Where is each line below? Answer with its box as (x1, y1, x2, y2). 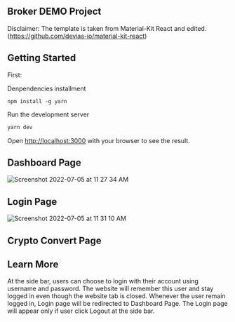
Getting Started (7, 52, 76, 64)
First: (7, 70, 22, 79)
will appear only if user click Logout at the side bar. (7, 307, 155, 315)
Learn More (7, 258, 59, 270)
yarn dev (7, 123, 33, 130)
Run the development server (7, 110, 90, 119)
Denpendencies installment (7, 84, 86, 93)
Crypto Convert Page (7, 234, 102, 246)
